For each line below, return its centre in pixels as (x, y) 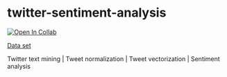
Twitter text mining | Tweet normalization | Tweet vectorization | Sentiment (113, 59)
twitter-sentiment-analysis (87, 13)
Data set (19, 45)
